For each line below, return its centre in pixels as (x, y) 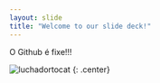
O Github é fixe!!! (41, 51)
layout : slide (36, 18)
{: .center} (91, 69)
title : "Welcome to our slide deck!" (80, 26)
